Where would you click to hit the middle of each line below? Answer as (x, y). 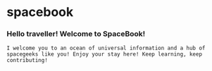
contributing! (27, 61)
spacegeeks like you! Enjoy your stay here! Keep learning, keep (104, 54)
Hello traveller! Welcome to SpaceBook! (76, 34)
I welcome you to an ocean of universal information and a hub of (106, 48)
